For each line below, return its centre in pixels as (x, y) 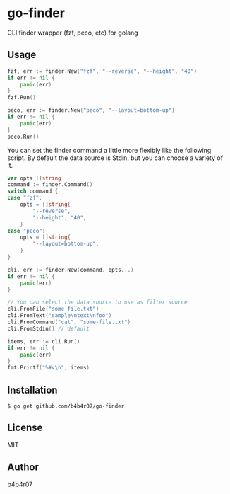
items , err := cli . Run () (44, 341)
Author (23, 467)
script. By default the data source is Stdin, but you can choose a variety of (115, 158)
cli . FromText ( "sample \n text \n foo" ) (60, 316)
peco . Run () (23, 137)
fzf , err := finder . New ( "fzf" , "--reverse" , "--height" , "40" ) (102, 71)
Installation (32, 390)
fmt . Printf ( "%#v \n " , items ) (49, 368)
